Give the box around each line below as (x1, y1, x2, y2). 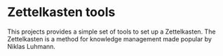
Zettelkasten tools (7, 4, 116, 20)
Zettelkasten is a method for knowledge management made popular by (7, 34, 212, 43)
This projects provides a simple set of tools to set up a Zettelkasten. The (7, 27, 216, 36)
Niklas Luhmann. (7, 42, 56, 50)
